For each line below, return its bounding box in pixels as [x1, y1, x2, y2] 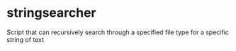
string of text [6, 35, 44, 43]
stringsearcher [6, 5, 96, 21]
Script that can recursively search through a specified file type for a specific [6, 28, 230, 36]
